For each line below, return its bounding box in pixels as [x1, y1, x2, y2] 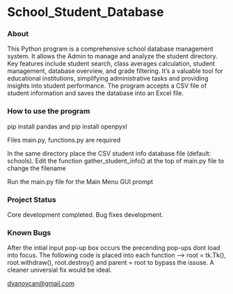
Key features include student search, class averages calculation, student [7, 60, 216, 68]
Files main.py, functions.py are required [7, 136, 120, 144]
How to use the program [7, 106, 90, 116]
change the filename [7, 164, 66, 172]
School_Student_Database [7, 4, 164, 20]
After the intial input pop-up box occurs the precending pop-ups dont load [7, 244, 220, 252]
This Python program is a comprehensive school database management [7, 44, 214, 53]
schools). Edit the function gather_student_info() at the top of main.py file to [7, 156, 225, 165]
